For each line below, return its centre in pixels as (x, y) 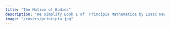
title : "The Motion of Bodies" (38, 10)
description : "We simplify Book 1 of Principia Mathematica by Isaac (81, 14)
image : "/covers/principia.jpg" (39, 19)
